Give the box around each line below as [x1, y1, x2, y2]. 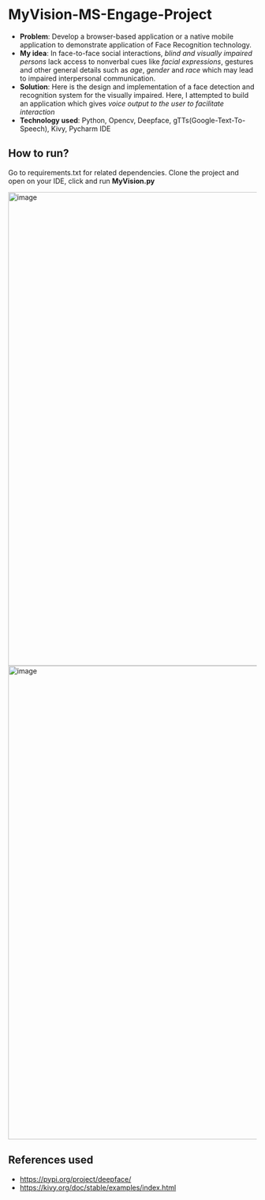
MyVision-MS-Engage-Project [8, 6, 213, 24]
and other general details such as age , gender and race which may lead [19, 65, 254, 74]
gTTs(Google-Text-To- [173, 115, 246, 125]
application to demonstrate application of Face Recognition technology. [19, 39, 252, 49]
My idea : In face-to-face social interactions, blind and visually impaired [19, 48, 252, 58]
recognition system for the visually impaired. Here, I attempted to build [19, 90, 249, 99]
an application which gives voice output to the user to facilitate [19, 99, 225, 108]
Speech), [19, 124, 50, 133]
